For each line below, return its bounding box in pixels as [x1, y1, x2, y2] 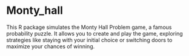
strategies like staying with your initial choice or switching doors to [6, 36, 173, 43]
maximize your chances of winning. [6, 43, 95, 50]
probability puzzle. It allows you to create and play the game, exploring [6, 30, 183, 37]
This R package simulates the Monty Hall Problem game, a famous [6, 23, 172, 31]
